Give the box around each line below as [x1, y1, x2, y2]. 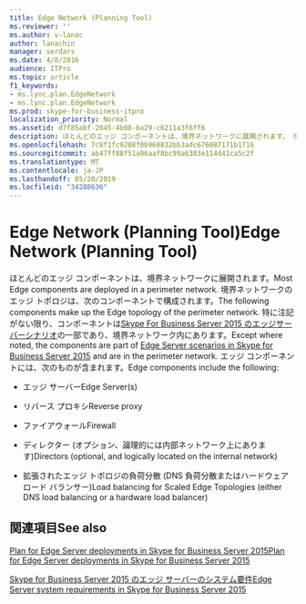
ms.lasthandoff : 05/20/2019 [9, 174, 117, 183]
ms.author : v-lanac [9, 30, 84, 39]
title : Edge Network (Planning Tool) [9, 13, 153, 23]
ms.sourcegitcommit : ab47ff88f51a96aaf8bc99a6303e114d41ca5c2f [9, 148, 255, 158]
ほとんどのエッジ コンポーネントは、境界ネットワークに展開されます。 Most [9, 272, 293, 283]
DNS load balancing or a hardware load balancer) [22, 492, 209, 503]
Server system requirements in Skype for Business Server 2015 [9, 584, 247, 595]
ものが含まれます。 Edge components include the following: [56, 362, 280, 374]
